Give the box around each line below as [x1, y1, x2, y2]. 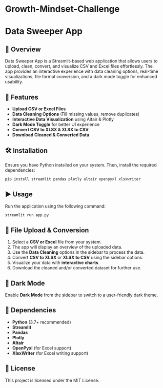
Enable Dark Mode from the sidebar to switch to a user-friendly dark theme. [5, 292, 158, 298]
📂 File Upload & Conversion [5, 226, 89, 234]
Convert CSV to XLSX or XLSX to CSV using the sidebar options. [12, 255, 143, 261]
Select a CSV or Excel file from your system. [12, 239, 102, 245]
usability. [5, 79, 23, 85]
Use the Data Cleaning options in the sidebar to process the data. [12, 249, 145, 255]
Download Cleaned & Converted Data [12, 132, 89, 138]
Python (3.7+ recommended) [12, 319, 72, 325]
